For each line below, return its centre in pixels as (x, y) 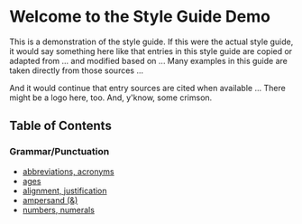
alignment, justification (64, 191)
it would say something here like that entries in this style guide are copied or (151, 51)
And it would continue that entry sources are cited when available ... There (147, 88)
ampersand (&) (50, 200)
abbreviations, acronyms (68, 171)
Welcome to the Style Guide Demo (140, 17)
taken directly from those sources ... (77, 70)
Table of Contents (61, 126)
